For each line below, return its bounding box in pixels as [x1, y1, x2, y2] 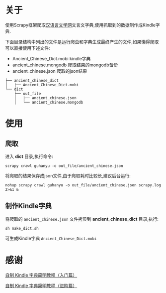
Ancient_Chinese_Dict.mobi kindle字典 [12, 55, 91, 61]
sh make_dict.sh [5, 226, 39, 231]
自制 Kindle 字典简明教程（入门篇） [5, 272, 78, 278]
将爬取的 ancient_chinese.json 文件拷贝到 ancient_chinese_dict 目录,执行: [5, 216, 159, 222]
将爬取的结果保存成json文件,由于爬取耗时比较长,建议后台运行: [5, 172, 131, 178]
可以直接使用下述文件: [5, 45, 51, 51]
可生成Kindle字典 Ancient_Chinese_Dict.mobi [5, 235, 97, 241]
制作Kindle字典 [5, 202, 52, 210]
